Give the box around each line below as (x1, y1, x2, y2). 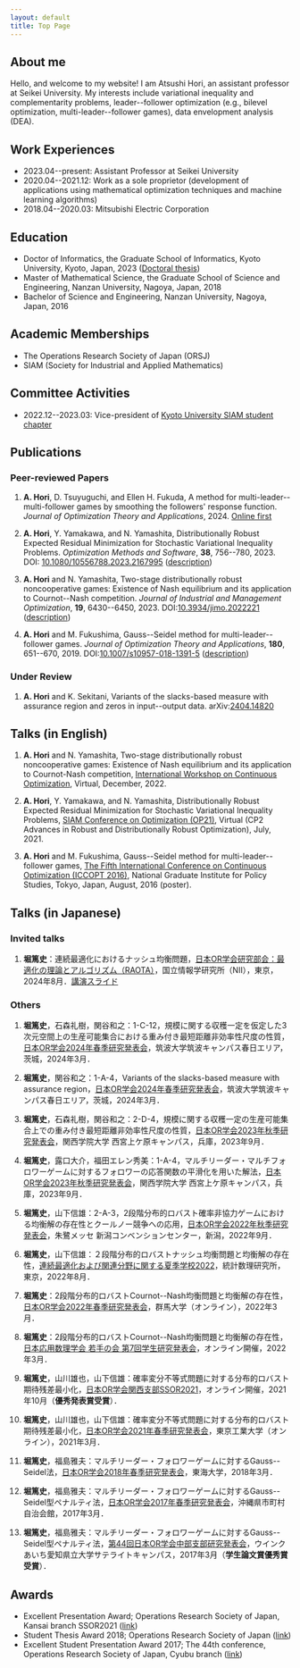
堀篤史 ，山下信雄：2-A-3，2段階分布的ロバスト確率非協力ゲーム (22, 1208, 262, 1219)
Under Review (10, 671, 72, 683)
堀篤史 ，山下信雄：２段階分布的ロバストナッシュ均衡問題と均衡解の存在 (22, 1249, 289, 1260)
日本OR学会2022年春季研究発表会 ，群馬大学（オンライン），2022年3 (22, 1302, 278, 1312)
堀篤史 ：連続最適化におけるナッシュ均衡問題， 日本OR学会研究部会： (22, 953, 278, 965)
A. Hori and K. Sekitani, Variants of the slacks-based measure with (22, 691, 269, 701)
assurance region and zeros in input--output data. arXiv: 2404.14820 (22, 700, 275, 711)
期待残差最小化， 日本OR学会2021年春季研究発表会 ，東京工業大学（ (22, 1426, 271, 1437)
